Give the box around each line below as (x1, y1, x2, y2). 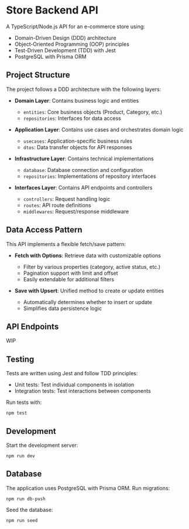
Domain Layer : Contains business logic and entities (14, 97, 139, 104)
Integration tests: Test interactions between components (14, 388, 151, 395)
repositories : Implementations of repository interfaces (23, 173, 156, 180)
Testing (6, 354, 35, 364)
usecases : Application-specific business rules (23, 137, 133, 144)
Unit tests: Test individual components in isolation (14, 381, 135, 388)
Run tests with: (6, 399, 42, 406)
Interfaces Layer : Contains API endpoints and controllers (14, 184, 153, 191)
